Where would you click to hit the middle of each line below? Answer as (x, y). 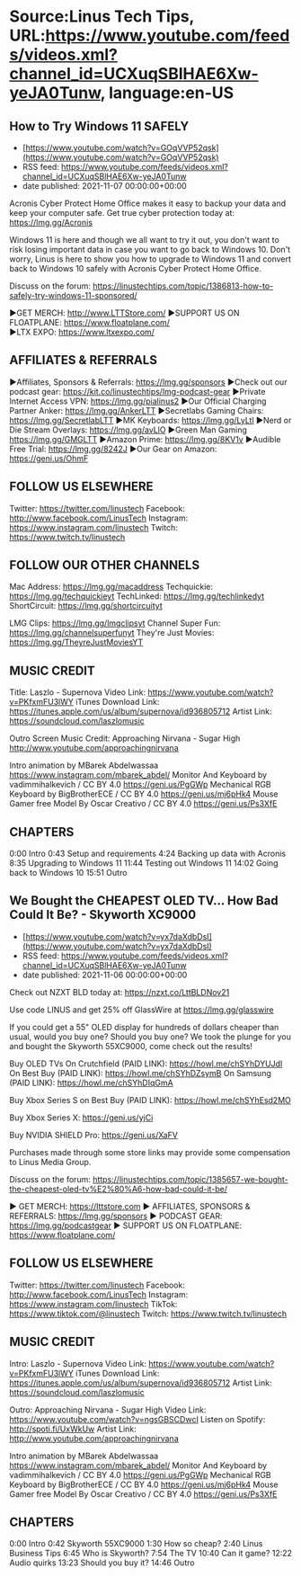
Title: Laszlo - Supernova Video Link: (78, 692)
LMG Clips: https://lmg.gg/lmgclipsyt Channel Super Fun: (115, 623)
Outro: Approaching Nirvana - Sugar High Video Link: (108, 1410)
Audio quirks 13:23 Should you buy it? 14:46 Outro (102, 1563)
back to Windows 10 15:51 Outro (68, 873)
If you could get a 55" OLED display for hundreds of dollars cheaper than (144, 1027)
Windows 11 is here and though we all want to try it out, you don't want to (145, 240)
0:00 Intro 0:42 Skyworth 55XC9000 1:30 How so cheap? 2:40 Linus (136, 1544)
